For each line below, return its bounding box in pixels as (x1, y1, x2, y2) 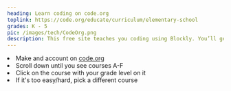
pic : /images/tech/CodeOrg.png (7, 29, 97, 36)
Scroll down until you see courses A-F (16, 62, 124, 70)
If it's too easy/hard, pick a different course (16, 76, 138, 84)
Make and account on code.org (16, 54, 104, 62)
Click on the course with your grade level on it (16, 69, 146, 77)
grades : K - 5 (7, 23, 48, 29)
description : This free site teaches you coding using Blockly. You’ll (7, 36, 217, 42)
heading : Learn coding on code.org (7, 10, 109, 17)
